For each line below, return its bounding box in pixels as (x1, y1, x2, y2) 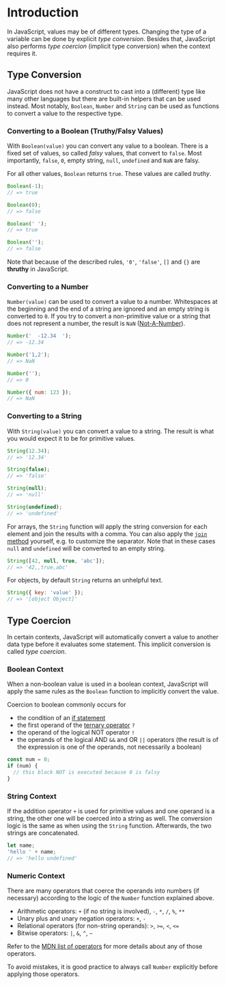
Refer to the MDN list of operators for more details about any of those (7, 942, 203, 950)
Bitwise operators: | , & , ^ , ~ (16, 929, 93, 937)
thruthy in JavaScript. (7, 265, 70, 273)
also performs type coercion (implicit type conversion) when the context (7, 42, 211, 50)
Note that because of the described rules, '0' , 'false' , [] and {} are (7, 258, 201, 266)
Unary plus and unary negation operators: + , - (16, 914, 147, 922)
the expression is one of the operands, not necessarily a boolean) (16, 743, 202, 751)
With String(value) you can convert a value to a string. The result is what (7, 426, 214, 435)
